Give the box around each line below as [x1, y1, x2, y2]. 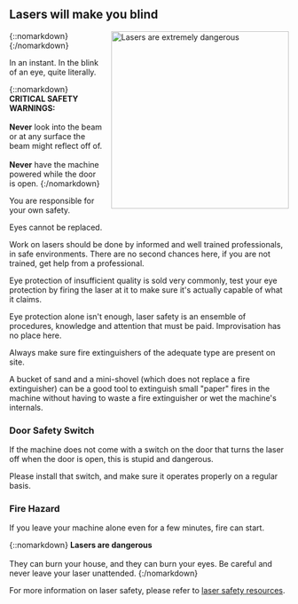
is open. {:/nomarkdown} [9, 177, 100, 189]
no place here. [9, 330, 62, 341]
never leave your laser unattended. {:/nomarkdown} [9, 568, 198, 579]
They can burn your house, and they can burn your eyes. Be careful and [9, 559, 273, 569]
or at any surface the [9, 130, 86, 141]
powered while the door [9, 169, 96, 179]
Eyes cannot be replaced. [9, 222, 103, 232]
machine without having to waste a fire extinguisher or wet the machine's [9, 392, 277, 403]
